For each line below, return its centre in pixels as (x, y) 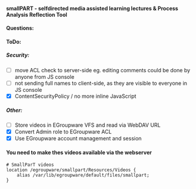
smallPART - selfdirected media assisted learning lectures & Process (92, 8)
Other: (14, 110)
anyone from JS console (44, 76)
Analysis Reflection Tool (37, 14)
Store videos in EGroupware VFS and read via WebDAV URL (88, 125)
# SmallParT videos (30, 165)
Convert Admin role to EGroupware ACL (63, 132)
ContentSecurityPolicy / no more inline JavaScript (75, 96)
